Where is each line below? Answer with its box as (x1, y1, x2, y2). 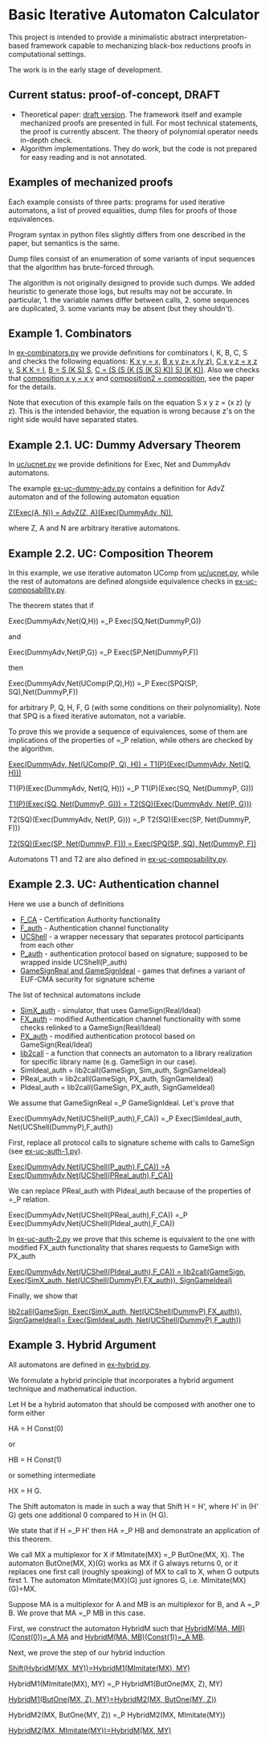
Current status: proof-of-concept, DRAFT (8, 88, 221, 102)
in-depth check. (19, 135, 74, 145)
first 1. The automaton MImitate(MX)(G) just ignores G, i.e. (8, 1575, 199, 1585)
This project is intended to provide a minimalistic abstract (8, 32, 198, 42)
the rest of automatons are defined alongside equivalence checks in (8, 576, 234, 586)
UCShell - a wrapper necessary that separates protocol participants (19, 931, 245, 941)
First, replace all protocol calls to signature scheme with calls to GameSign (8, 1138, 255, 1147)
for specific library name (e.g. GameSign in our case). (19, 1056, 198, 1066)
